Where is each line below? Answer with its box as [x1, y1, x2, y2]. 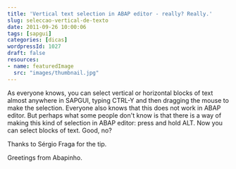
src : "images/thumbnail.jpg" [13, 69, 99, 76]
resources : [7, 56, 39, 63]
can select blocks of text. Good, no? [7, 126, 113, 134]
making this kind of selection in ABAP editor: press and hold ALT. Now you [7, 118, 223, 127]
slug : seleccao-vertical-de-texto [7, 17, 109, 24]
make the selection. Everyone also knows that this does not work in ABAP [7, 104, 221, 112]
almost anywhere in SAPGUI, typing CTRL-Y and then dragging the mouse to [7, 96, 229, 104]
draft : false [7, 50, 46, 57]
